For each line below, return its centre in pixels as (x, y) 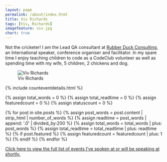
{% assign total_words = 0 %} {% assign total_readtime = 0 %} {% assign (81, 97)
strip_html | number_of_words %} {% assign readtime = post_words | (76, 118)
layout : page (19, 10)
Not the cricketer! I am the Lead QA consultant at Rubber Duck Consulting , (82, 47)
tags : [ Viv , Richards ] (29, 24)
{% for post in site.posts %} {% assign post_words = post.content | (74, 112)
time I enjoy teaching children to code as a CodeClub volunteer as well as (81, 58)
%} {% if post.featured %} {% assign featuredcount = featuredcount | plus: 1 (84, 134)
